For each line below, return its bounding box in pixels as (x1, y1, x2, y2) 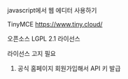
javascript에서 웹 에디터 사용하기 (7, 6, 97, 14)
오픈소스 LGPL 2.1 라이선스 (7, 34, 80, 43)
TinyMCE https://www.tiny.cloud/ (7, 20, 103, 28)
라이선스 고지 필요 (7, 50, 56, 57)
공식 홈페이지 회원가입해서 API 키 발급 (17, 64, 121, 72)
